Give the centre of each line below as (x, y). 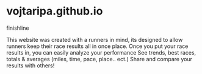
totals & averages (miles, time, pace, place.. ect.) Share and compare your (99, 59)
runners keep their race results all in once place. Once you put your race (97, 46)
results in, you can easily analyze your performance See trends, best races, (101, 52)
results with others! (31, 66)
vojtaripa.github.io (55, 11)
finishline (18, 28)
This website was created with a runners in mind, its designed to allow (95, 39)
